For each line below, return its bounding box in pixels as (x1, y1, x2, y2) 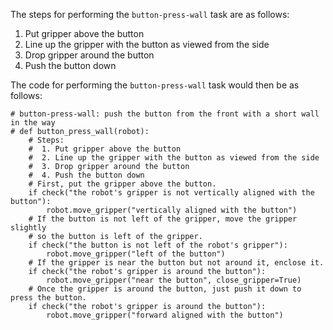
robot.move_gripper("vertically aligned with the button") (46, 205, 298, 215)
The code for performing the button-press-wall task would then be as (10, 79, 300, 91)
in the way (10, 118, 56, 128)
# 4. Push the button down (28, 170, 145, 180)
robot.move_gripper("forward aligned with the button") (46, 310, 284, 320)
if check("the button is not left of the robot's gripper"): (28, 240, 288, 250)
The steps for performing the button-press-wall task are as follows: (10, 9, 290, 20)
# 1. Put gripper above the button (28, 144, 182, 154)
